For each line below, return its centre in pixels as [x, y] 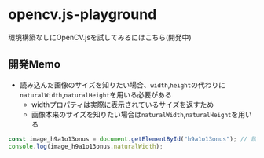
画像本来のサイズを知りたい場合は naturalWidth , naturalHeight [131, 114]
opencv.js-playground [82, 15]
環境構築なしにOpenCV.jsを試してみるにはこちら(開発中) [100, 37]
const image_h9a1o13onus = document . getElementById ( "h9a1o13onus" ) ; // [128, 139]
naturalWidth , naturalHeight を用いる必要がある [95, 94]
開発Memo [35, 64]
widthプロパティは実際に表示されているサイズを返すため [123, 105]
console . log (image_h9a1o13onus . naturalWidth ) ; [86, 146]
